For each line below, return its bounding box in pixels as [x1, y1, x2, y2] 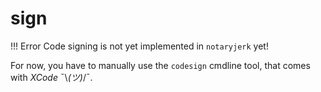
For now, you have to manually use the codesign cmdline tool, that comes [10, 59, 311, 71]
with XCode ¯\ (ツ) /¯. [10, 71, 93, 83]
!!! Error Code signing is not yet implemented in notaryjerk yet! [10, 40, 269, 52]
